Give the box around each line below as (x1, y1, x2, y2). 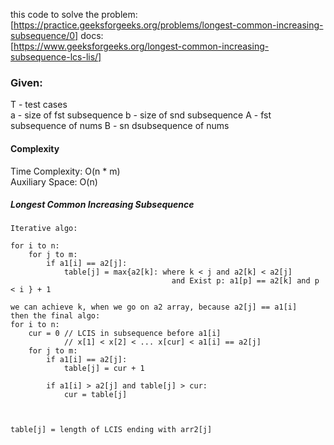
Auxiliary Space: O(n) (10, 175, 98, 188)
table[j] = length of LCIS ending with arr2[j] (10, 425, 213, 435)
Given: (10, 75, 43, 89)
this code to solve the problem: (10, 9, 138, 20)
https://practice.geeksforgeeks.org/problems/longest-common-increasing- (13, 19, 324, 31)
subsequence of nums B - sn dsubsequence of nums (10, 120, 230, 132)
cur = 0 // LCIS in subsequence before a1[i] (28, 329, 222, 339)
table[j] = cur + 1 (63, 364, 145, 374)
